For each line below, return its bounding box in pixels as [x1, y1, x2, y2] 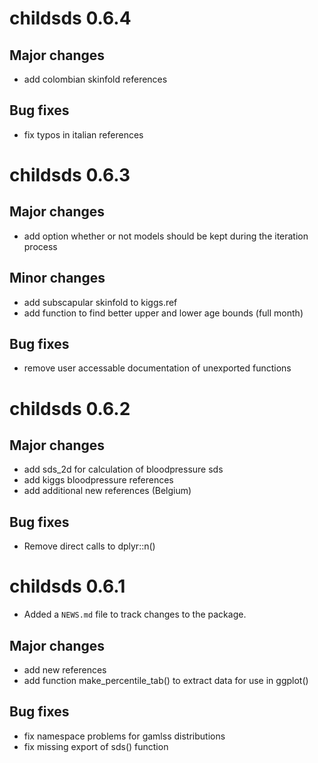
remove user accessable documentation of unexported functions [23, 362, 292, 374]
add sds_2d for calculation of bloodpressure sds [23, 463, 224, 476]
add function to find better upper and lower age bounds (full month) [23, 307, 304, 319]
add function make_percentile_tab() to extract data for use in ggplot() [23, 675, 309, 686]
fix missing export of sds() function [23, 740, 169, 752]
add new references [23, 664, 107, 676]
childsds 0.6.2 [9, 397, 131, 420]
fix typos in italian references [23, 128, 144, 141]
